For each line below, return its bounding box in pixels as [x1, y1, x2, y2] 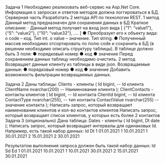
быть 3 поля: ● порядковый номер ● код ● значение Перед [5, 51, 134, 57]
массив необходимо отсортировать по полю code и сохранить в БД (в [5, 41, 154, 46]
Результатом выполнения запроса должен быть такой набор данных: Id [5, 143, 156, 148]
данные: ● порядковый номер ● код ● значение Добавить [5, 67, 131, 72]
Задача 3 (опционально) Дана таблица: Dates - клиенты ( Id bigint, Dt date [5, 117, 160, 123]
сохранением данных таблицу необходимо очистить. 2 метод [5, 56, 136, 62]
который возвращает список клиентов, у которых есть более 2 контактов [5, 113, 160, 118]
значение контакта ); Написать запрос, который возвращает [5, 102, 133, 108]
